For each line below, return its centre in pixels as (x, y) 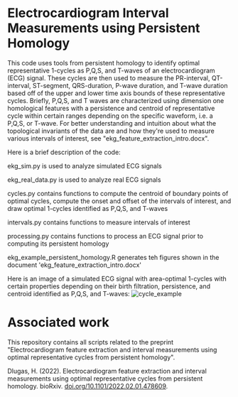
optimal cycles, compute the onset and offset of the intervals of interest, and (119, 201)
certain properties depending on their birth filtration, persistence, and (109, 286)
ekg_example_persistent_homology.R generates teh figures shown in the (113, 257)
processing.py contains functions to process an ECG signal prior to (106, 236)
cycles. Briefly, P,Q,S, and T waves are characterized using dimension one (116, 100)
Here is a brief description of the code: (64, 152)
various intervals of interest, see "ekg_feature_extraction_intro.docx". (108, 138)
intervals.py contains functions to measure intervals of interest (99, 222)
